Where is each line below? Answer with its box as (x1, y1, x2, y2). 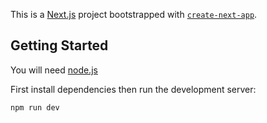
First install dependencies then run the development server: (10, 83, 257, 95)
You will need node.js (10, 64, 98, 76)
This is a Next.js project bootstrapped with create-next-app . (10, 9, 258, 20)
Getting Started (10, 37, 109, 54)
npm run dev (10, 102, 60, 113)
